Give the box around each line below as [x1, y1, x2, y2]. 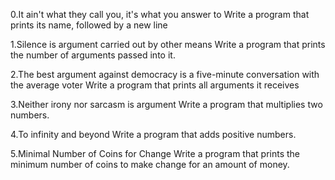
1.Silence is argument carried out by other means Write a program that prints [10, 39, 326, 50]
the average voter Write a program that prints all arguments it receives [10, 79, 300, 91]
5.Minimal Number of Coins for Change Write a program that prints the [10, 148, 301, 159]
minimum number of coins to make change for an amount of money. [10, 159, 290, 170]
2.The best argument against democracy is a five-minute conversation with [10, 69, 320, 80]
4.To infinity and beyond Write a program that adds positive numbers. [10, 129, 297, 140]
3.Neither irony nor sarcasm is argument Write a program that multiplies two [10, 99, 323, 110]
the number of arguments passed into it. [10, 49, 176, 61]
